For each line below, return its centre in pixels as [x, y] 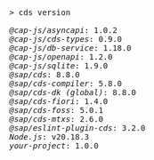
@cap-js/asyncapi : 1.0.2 [63, 30]
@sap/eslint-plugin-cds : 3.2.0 [77, 128]
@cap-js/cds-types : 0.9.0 [66, 39]
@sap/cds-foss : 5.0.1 [57, 110]
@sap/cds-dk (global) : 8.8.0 [73, 92]
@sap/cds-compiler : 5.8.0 [66, 84]
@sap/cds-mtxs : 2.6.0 [57, 119]
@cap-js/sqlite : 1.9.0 [59, 66]
